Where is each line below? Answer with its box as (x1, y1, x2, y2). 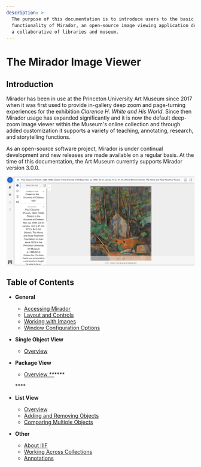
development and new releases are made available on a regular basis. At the (6, 151, 194, 159)
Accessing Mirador (23, 305, 71, 312)
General (14, 293, 36, 301)
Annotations (23, 454, 54, 462)
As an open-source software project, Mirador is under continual (6, 145, 163, 153)
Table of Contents (6, 277, 75, 288)
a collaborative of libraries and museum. (11, 29, 119, 35)
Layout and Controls (23, 311, 74, 319)
